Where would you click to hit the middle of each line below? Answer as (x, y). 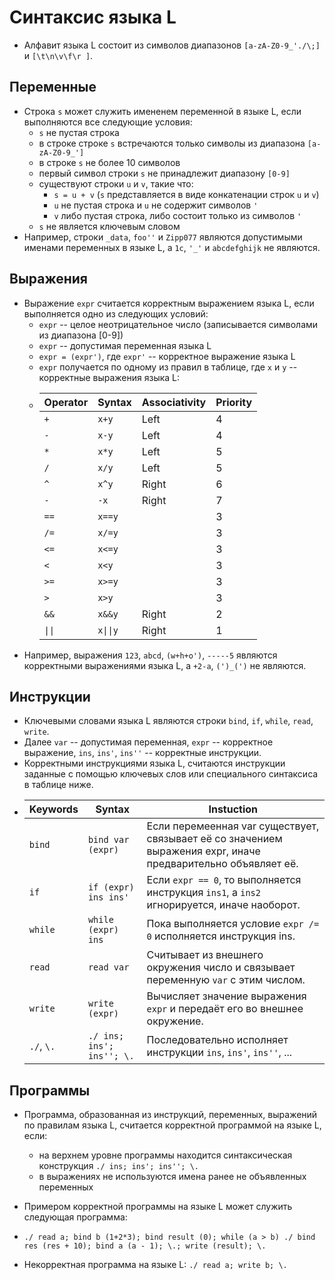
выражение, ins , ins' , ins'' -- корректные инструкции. (142, 753)
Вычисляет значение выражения (226, 996)
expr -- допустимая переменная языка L (125, 345)
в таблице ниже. (58, 785)
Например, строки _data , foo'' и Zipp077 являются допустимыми (163, 237)
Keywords (53, 809)
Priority (234, 402)
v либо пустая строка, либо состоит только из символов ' (177, 215)
